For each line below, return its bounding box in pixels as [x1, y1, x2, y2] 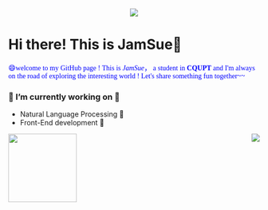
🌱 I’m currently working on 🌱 [8, 92, 120, 103]
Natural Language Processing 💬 [19, 109, 124, 119]
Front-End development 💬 [19, 118, 105, 128]
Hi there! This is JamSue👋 [8, 36, 182, 53]
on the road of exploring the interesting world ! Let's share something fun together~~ [8, 72, 246, 81]
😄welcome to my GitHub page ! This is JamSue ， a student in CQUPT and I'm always [8, 64, 255, 73]
